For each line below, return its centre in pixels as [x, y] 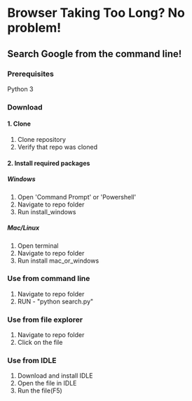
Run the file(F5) [40, 390]
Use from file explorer [45, 320]
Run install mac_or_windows [58, 261]
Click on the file [40, 343]
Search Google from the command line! [95, 54]
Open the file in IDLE [47, 383]
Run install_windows [47, 211]
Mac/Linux [23, 228]
